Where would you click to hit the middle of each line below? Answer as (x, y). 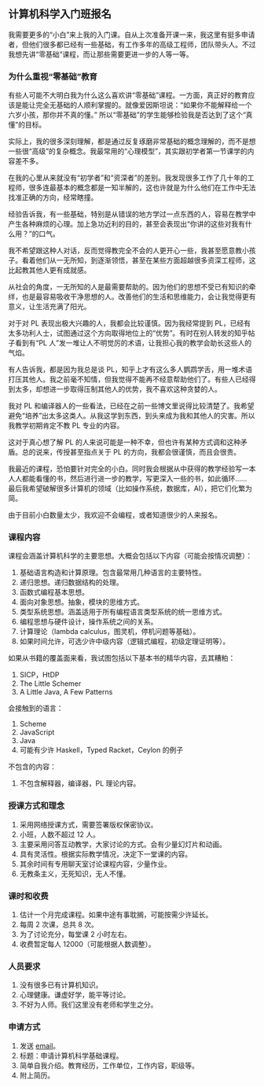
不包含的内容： (32, 767)
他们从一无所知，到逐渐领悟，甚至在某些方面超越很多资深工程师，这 (145, 260)
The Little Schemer (50, 684)
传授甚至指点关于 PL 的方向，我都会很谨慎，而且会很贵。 (148, 452)
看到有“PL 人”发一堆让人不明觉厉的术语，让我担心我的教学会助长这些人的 (133, 343)
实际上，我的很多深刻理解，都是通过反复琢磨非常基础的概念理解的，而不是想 (132, 142)
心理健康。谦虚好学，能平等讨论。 (75, 995)
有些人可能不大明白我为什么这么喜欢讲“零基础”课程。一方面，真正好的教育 (128, 95)
